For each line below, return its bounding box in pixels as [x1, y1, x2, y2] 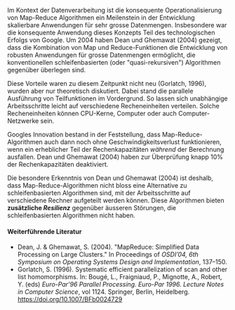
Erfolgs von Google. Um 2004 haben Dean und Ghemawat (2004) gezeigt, [7, 36, 222, 44]
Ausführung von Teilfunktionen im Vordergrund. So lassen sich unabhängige [7, 94, 228, 103]
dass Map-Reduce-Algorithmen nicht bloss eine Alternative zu [7, 181, 187, 189]
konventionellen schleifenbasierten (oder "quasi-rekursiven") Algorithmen [7, 58, 221, 66]
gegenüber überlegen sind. [7, 66, 86, 74]
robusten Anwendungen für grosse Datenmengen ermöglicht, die [7, 51, 196, 59]
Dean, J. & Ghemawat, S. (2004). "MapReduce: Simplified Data [17, 243, 200, 252]
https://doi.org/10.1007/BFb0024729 [17, 295, 123, 304]
